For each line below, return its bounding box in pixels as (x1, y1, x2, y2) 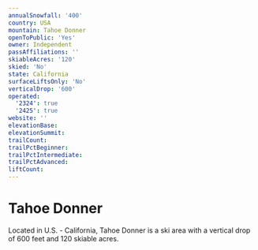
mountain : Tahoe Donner (8, 26, 87, 34)
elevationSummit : (8, 129, 65, 136)
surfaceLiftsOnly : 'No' (8, 77, 87, 85)
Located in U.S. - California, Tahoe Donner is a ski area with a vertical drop (8, 226, 251, 235)
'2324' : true (15, 99, 58, 107)
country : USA (8, 19, 51, 27)
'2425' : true (15, 107, 58, 115)
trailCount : (8, 136, 47, 144)
